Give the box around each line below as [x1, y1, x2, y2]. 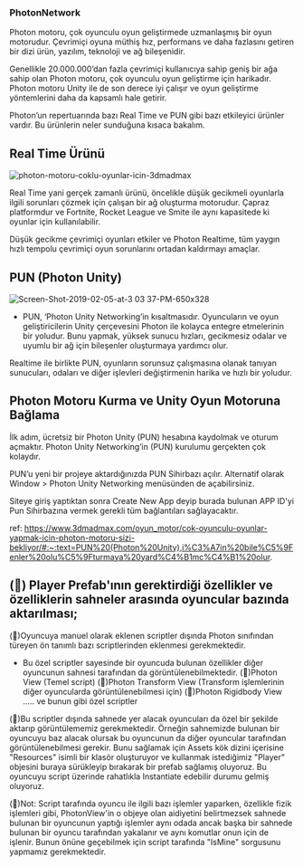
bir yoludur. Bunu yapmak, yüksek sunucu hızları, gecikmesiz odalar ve [22, 330, 288, 341]
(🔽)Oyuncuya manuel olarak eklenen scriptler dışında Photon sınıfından [9, 630, 274, 641]
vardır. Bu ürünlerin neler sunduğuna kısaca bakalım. [9, 119, 205, 130]
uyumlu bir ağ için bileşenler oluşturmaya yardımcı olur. [22, 339, 229, 350]
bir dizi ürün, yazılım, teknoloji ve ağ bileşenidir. [9, 46, 185, 57]
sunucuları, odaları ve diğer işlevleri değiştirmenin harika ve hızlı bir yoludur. [9, 366, 292, 377]
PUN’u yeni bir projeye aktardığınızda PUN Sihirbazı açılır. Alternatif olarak [9, 468, 285, 479]
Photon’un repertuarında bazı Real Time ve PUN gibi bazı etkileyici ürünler [9, 110, 285, 121]
